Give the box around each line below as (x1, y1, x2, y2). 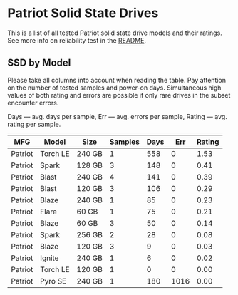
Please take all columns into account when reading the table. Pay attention (7, 76, 227, 84)
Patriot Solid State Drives (7, 5, 159, 21)
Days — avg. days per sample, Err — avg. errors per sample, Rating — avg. (7, 112, 228, 120)
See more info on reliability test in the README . (7, 36, 147, 44)
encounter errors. (7, 98, 59, 107)
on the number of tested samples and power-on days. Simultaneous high (7, 83, 222, 92)
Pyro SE (40, 276, 67, 286)
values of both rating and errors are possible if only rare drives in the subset (7, 90, 231, 99)
